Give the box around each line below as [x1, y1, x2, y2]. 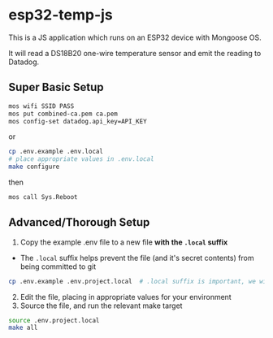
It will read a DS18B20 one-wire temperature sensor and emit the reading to [8, 48, 262, 58]
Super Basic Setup [8, 80, 104, 94]
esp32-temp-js [8, 6, 114, 24]
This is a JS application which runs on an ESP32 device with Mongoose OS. [8, 32, 262, 42]
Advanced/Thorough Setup [8, 215, 150, 229]
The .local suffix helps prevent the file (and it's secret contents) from [19, 253, 254, 262]
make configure [8, 162, 60, 171]
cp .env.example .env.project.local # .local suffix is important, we [8, 277, 256, 285]
